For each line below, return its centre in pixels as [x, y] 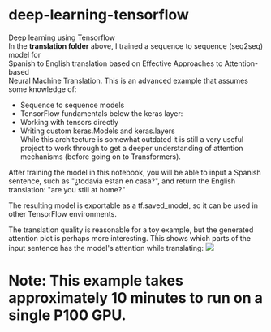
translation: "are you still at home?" [67, 189]
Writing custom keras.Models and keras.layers [98, 131]
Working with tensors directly [69, 122]
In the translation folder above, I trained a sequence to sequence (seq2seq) [136, 45]
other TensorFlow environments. [63, 213]
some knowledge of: [43, 89]
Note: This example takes [96, 281]
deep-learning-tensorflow [99, 15]
